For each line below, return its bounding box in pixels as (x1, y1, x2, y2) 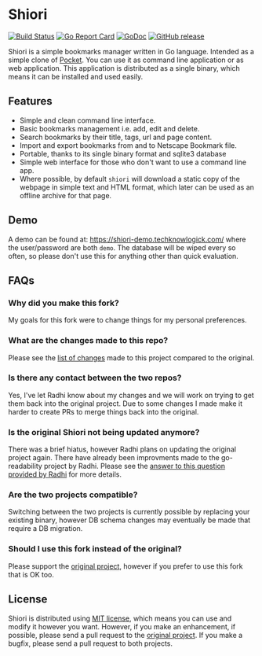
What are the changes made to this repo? (8, 335, 169, 346)
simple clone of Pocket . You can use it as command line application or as (8, 55, 245, 64)
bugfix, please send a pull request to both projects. (8, 639, 173, 648)
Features (8, 94, 53, 108)
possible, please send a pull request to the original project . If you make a (8, 630, 243, 639)
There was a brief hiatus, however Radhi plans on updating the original (8, 444, 237, 454)
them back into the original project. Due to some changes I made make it (8, 399, 243, 408)
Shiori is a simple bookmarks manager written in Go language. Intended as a (8, 46, 255, 56)
